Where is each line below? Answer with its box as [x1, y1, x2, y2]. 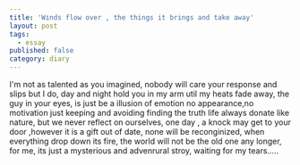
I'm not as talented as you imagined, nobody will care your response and [9, 79, 278, 89]
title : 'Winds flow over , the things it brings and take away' [9, 12, 254, 22]
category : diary [9, 54, 70, 63]
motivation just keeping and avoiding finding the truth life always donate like [9, 108, 289, 118]
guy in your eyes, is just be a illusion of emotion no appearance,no [9, 98, 254, 108]
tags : [9, 29, 30, 38]
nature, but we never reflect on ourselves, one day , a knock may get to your [9, 117, 291, 128]
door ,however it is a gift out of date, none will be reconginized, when [9, 127, 265, 136]
